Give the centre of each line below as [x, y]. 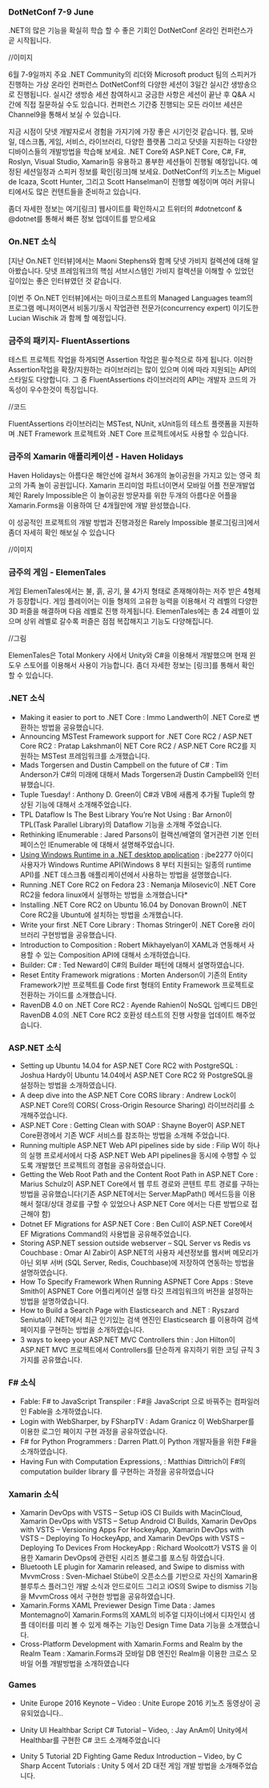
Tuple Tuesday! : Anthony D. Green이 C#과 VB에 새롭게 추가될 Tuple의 [133, 794]
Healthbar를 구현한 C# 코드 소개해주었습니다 [90, 1740]
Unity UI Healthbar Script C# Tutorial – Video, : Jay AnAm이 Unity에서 [134, 1729]
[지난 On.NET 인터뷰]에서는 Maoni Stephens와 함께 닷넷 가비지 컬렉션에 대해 [129, 261]
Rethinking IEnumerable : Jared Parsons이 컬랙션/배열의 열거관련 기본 [132, 834]
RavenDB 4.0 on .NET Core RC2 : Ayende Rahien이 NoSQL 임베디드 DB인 [139, 1005]
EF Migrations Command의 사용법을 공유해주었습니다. [106, 1234]
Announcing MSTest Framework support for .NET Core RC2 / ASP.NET [136, 736]
